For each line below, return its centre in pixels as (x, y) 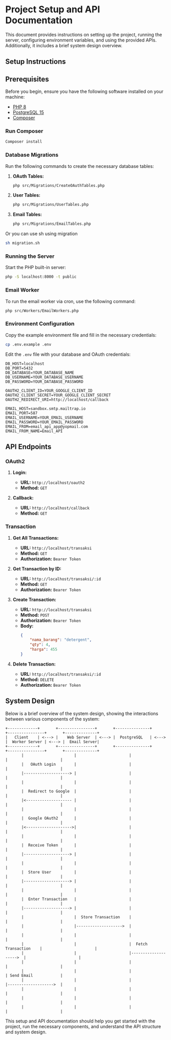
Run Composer (24, 131)
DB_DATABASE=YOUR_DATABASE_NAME (40, 373)
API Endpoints (28, 447)
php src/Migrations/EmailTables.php (52, 224)
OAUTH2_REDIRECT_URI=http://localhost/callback (57, 400)
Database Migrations (32, 155)
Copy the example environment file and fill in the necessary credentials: (81, 335)
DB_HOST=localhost (25, 364)
